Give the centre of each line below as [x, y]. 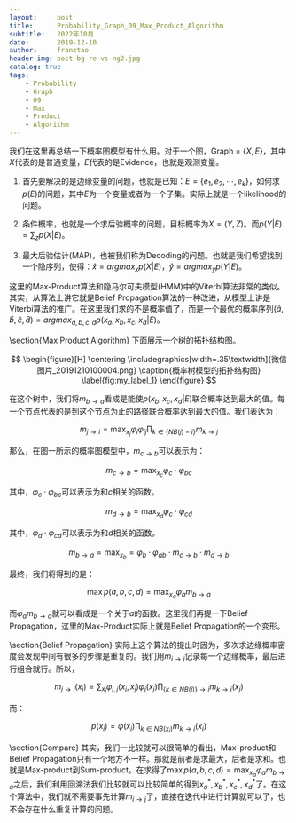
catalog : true [35, 67]
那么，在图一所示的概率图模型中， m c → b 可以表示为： [107, 452]
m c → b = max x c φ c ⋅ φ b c [149, 472]
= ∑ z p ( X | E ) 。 [46, 236]
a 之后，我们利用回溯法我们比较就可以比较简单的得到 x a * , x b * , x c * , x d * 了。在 [144, 784]
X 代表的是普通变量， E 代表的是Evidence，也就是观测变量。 [117, 162]
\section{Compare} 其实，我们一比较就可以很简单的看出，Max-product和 [143, 748]
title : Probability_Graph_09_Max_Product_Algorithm [117, 26]
